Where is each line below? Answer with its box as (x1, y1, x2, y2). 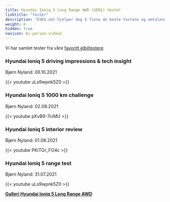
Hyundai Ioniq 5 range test (5, 159, 72, 166)
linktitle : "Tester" (5, 12, 49, 17)
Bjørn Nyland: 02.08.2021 (5, 103, 59, 109)
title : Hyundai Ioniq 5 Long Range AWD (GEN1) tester (5, 7, 121, 13)
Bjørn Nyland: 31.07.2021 (5, 171, 57, 178)
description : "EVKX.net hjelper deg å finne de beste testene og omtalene (5, 17, 166, 22)
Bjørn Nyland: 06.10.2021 (5, 69, 57, 75)
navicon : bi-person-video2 (5, 31, 62, 36)
